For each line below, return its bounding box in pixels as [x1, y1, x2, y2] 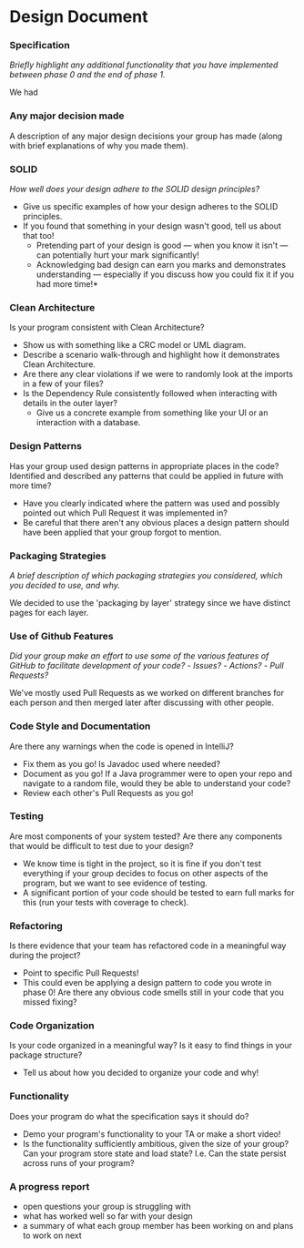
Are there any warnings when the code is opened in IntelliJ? [9, 741, 234, 752]
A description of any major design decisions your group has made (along [9, 130, 283, 141]
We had [9, 87, 38, 97]
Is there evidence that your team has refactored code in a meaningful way [9, 940, 287, 951]
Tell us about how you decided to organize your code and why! [22, 1068, 259, 1079]
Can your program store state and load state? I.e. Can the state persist [22, 1148, 287, 1159]
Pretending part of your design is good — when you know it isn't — [35, 240, 289, 251]
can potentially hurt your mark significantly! [35, 250, 200, 261]
